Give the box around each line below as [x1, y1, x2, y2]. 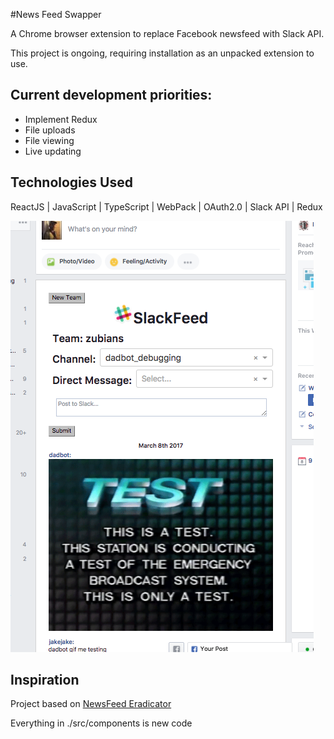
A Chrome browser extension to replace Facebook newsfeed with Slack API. [10, 28, 325, 39]
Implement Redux [24, 113, 98, 125]
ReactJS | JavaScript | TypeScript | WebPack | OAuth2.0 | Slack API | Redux [10, 200, 323, 213]
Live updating [24, 145, 82, 157]
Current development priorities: [10, 87, 213, 104]
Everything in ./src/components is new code [10, 717, 193, 729]
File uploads [24, 124, 76, 136]
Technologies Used [10, 174, 133, 191]
